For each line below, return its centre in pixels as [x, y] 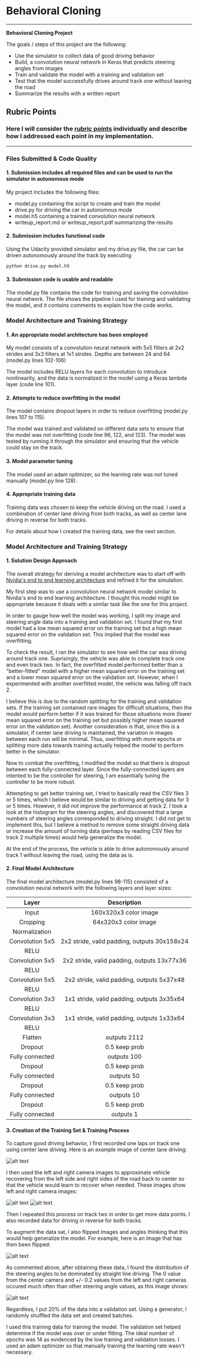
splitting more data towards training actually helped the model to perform [95, 745]
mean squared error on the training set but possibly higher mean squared [95, 720]
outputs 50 [125, 1076]
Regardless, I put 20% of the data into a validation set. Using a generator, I [96, 1309]
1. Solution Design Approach [42, 560]
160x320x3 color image [124, 913]
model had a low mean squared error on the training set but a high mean [94, 628]
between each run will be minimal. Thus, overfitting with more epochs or [94, 739]
